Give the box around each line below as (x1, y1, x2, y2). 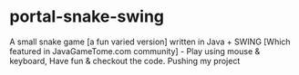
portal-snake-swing (9, 6, 165, 27)
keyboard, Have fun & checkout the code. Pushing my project (9, 55, 241, 66)
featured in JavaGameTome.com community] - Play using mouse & (9, 45, 261, 56)
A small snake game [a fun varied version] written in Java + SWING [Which (9, 36, 291, 47)
